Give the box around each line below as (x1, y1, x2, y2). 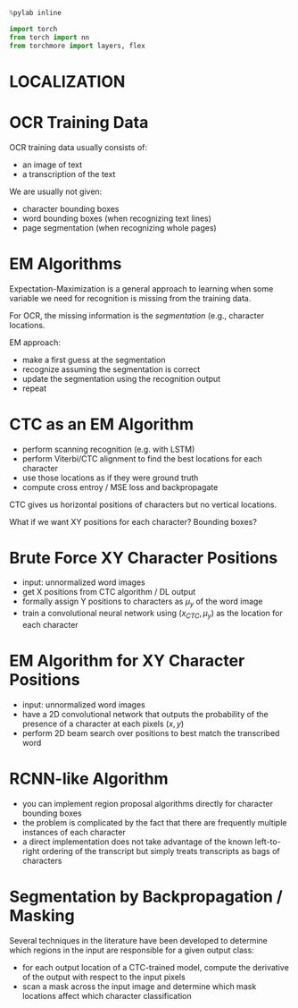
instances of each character (21, 826, 127, 837)
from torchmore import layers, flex (9, 41, 145, 50)
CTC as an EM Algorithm (9, 414, 195, 434)
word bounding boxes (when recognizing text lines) (21, 213, 212, 224)
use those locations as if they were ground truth (21, 472, 199, 483)
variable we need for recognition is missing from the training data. (9, 292, 252, 303)
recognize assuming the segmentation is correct (21, 363, 201, 375)
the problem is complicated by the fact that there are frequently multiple (21, 817, 287, 827)
